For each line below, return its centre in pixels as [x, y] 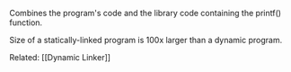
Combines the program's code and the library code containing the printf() [145, 13]
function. [26, 22]
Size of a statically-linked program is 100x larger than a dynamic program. [146, 40]
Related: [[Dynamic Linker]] [60, 57]
